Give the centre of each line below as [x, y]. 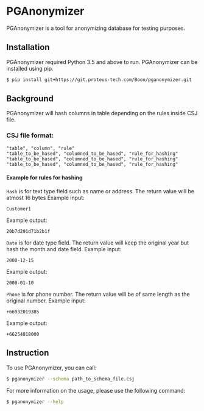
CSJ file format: [30, 135]
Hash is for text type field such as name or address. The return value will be [100, 191]
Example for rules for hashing [44, 177]
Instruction [28, 353]
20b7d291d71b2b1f [28, 231]
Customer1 [19, 209]
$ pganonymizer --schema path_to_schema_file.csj [71, 379]
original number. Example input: [46, 301]
